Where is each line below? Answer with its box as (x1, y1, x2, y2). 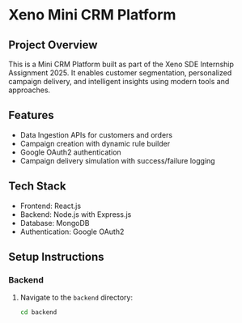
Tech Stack (8, 180, 66, 193)
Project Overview (8, 38, 98, 52)
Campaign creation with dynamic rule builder (19, 138, 171, 148)
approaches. (8, 85, 51, 95)
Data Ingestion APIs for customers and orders (19, 130, 173, 139)
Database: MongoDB (19, 218, 90, 227)
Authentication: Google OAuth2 (19, 227, 125, 236)
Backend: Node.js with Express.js (19, 209, 132, 219)
